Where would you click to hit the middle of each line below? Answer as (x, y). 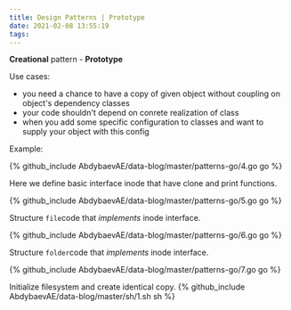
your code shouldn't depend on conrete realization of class (130, 113)
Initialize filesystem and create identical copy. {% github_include (127, 287)
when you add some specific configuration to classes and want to (143, 122)
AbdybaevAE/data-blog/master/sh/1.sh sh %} (93, 297)
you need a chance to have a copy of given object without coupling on (151, 94)
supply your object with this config (85, 132)
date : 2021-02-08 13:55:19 (59, 26)
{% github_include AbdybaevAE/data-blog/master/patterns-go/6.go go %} (145, 235)
